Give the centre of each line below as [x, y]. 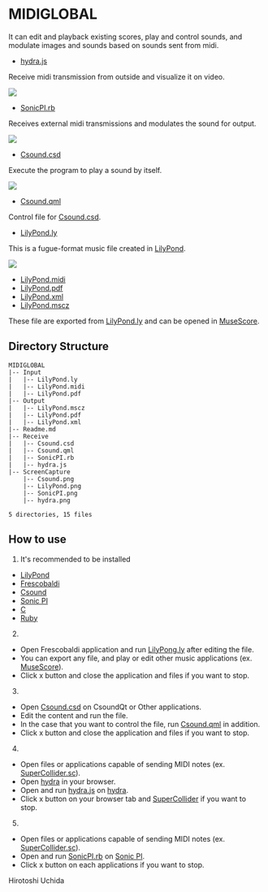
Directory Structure [59, 346]
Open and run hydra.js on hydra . [74, 790]
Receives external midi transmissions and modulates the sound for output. [132, 123]
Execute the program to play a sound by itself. [85, 170]
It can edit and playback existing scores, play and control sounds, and [125, 37]
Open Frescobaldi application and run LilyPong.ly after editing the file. [137, 649]
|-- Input [25, 372]
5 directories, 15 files [50, 514]
